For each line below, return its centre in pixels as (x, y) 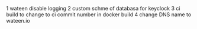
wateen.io (18, 21)
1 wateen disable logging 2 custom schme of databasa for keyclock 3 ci (93, 8)
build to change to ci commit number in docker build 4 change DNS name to (99, 14)
